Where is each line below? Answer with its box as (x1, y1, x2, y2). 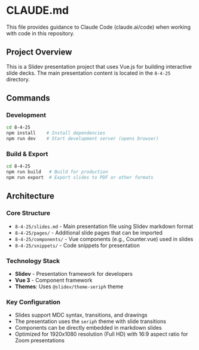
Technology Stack (6, 257, 60, 265)
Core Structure (6, 209, 51, 217)
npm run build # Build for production (6, 169, 109, 175)
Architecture (6, 191, 55, 201)
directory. (6, 75, 30, 83)
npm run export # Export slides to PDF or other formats (6, 175, 154, 181)
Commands (6, 93, 51, 104)
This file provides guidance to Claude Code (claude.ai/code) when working (6, 23, 191, 31)
